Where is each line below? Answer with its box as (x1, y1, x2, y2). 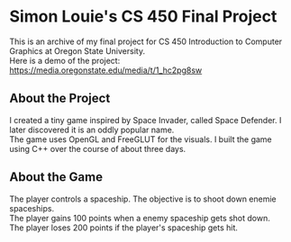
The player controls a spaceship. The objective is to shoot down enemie (9, 193, 277, 204)
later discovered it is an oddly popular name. (9, 124, 175, 135)
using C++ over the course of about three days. (9, 143, 186, 154)
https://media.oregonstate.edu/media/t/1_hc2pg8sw (9, 65, 203, 76)
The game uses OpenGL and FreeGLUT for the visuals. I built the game (9, 133, 272, 145)
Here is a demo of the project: (9, 55, 121, 66)
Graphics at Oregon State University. (9, 45, 146, 56)
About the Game (9, 169, 104, 185)
